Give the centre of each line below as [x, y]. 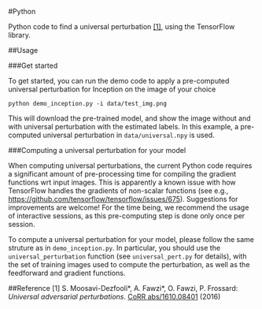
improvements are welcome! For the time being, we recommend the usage [129, 207]
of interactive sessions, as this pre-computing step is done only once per [127, 216]
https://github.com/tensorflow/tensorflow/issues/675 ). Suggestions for [123, 199]
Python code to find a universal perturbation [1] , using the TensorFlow [122, 26]
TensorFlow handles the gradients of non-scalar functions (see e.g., [118, 191]
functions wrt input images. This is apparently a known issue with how [122, 182]
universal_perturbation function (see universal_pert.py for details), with [127, 256]
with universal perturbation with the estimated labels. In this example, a [124, 127]
